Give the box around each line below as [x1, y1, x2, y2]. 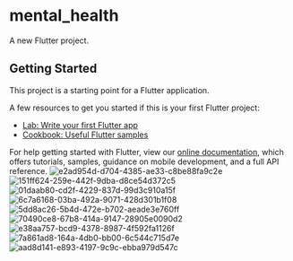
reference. [9, 165, 47, 176]
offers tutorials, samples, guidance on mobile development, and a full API [9, 156, 280, 167]
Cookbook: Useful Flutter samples [22, 129, 149, 140]
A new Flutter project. [9, 35, 90, 46]
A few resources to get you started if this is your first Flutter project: [9, 102, 260, 113]
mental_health [9, 5, 119, 26]
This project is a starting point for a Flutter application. [9, 84, 210, 95]
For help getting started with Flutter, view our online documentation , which [9, 146, 285, 157]
